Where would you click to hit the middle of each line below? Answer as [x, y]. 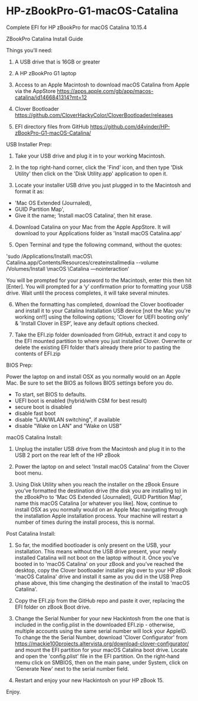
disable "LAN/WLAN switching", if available [67, 420]
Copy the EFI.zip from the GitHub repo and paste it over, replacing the [100, 600]
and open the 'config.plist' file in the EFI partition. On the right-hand [97, 656]
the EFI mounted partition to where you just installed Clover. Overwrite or [103, 341]
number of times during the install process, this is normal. [85, 522]
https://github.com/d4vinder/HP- [130, 126]
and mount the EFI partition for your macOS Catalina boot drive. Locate [101, 649]
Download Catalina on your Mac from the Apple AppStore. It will [92, 227]
